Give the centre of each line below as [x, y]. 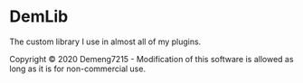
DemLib [39, 17]
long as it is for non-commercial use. [78, 69]
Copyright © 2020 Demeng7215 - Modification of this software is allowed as [151, 59]
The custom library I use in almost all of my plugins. [105, 41]
